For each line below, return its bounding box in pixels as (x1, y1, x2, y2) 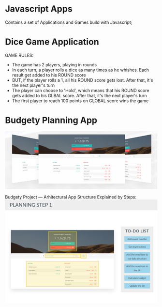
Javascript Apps (5, 3, 73, 15)
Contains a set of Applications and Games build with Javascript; (5, 19, 133, 25)
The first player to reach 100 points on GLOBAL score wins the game (12, 98, 149, 104)
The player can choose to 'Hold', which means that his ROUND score (12, 87, 149, 93)
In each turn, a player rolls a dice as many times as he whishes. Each (12, 67, 149, 73)
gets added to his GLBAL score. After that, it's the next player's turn (12, 92, 147, 98)
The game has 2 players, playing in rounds (12, 61, 97, 67)
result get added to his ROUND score (12, 72, 86, 78)
